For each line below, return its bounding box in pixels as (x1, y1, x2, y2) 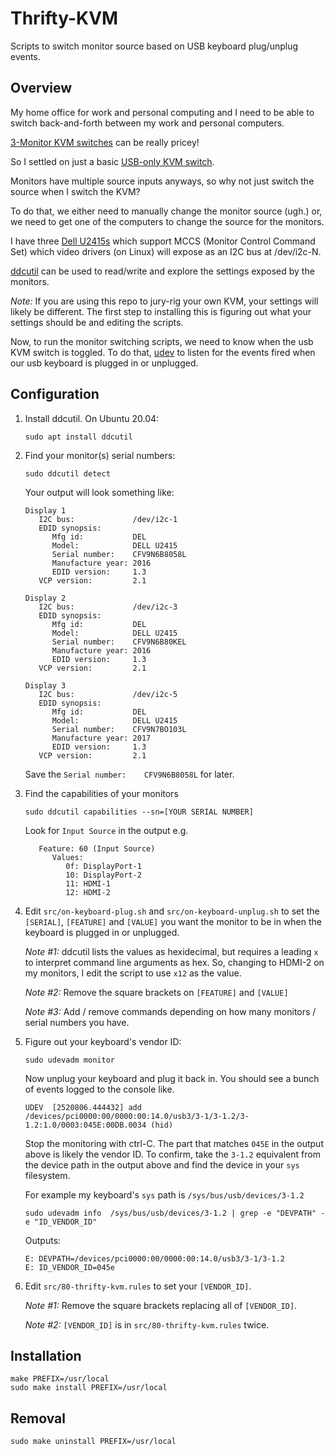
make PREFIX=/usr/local (10, 1374, 110, 1384)
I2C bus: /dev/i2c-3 (38, 602, 178, 612)
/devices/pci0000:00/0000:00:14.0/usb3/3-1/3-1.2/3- (24, 1111, 250, 1121)
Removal (10, 1410, 66, 1427)
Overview (10, 80, 73, 97)
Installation (10, 1347, 82, 1364)
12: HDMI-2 (65, 887, 111, 897)
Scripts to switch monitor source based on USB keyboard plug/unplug (10, 40, 299, 52)
